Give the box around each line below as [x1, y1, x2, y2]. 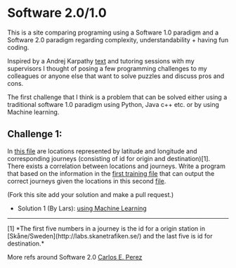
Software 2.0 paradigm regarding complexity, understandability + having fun [7, 35, 229, 44]
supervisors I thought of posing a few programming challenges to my [7, 64, 207, 72]
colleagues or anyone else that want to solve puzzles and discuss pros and [7, 72, 225, 80]
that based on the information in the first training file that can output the [7, 169, 215, 177]
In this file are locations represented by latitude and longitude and [7, 146, 198, 155]
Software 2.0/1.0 [7, 5, 107, 21]
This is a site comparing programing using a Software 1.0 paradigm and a [7, 28, 219, 37]
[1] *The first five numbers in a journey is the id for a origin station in [7, 224, 206, 233]
